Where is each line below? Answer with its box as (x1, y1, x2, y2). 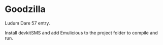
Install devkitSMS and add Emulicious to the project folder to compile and (5, 29, 158, 35)
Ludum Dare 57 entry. (5, 20, 50, 26)
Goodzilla (5, 3, 46, 15)
